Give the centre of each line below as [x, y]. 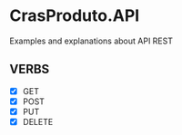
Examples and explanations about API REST [91, 41]
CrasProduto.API [75, 16]
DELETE [38, 121]
